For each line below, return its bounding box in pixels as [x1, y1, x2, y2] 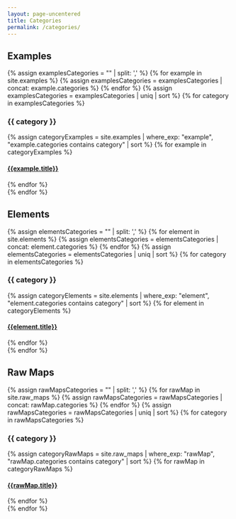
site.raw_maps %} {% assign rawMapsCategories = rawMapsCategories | [7, 392, 223, 402]
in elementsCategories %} [7, 257, 84, 266]
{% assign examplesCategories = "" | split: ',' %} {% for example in [7, 69, 202, 77]
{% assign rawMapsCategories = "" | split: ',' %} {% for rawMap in [7, 385, 201, 394]
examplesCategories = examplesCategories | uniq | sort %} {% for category [7, 92, 229, 100]
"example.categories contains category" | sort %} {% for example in [7, 140, 207, 149]
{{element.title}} [7, 323, 58, 331]
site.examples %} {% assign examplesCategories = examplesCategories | [7, 76, 223, 85]
